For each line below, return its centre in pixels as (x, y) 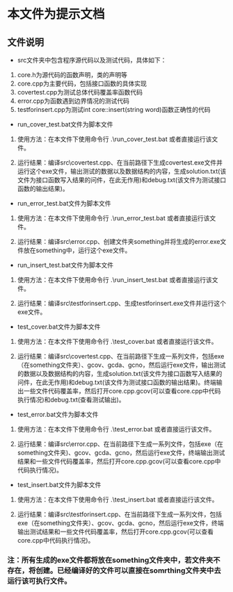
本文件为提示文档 (56, 14)
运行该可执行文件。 (39, 581)
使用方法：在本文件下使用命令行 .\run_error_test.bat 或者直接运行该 (113, 218)
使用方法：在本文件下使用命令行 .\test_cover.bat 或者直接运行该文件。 (117, 342)
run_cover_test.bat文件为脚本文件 (65, 124)
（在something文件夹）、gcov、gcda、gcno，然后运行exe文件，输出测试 (121, 365)
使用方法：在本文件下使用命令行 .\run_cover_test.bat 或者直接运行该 (114, 139)
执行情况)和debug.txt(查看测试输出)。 (71, 400)
